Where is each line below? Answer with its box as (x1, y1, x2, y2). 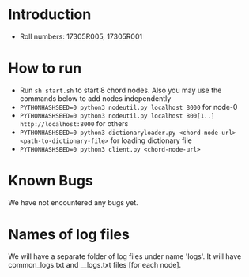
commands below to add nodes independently (19, 93, 172, 103)
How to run (8, 59, 82, 77)
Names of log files (8, 226, 130, 243)
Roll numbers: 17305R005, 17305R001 (19, 32, 143, 41)
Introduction (8, 6, 92, 24)
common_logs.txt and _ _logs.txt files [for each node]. (8, 260, 182, 269)
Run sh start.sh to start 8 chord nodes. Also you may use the (19, 85, 222, 95)
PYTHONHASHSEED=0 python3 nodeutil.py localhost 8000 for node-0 (19, 102, 238, 111)
